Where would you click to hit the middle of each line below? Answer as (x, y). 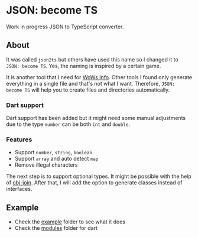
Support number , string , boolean (53, 152)
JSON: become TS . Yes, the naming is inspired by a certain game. (84, 66)
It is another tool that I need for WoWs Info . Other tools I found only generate (99, 77)
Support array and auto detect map (56, 159)
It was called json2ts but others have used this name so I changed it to (92, 59)
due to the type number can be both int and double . (68, 124)
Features (19, 139)
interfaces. (19, 189)
